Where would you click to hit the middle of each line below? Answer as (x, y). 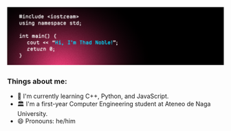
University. (32, 114)
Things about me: (37, 81)
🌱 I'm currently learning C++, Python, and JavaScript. (93, 96)
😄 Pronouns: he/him (46, 121)
